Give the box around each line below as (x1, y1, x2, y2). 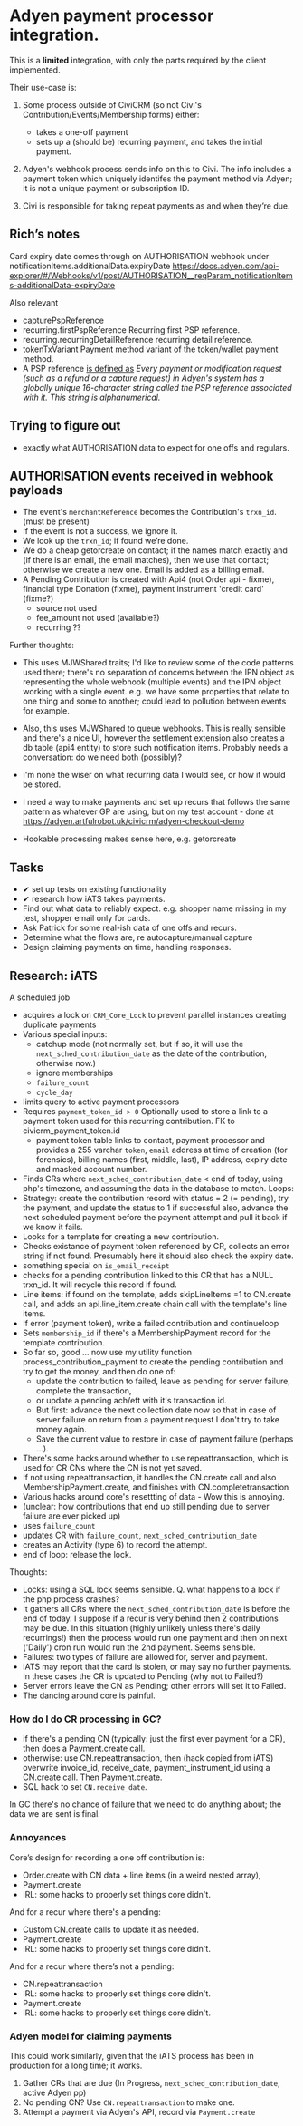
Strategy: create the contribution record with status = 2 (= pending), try (22, 1193, 289, 1203)
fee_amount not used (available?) (35, 613, 160, 624)
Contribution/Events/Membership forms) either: (22, 109, 200, 120)
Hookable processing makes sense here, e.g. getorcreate (22, 833, 237, 844)
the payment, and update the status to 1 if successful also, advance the (22, 1202, 289, 1213)
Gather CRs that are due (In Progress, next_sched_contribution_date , (22, 2077, 280, 2088)
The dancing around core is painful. (22, 1690, 156, 1701)
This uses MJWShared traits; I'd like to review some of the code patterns (22, 657, 294, 668)
